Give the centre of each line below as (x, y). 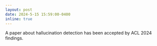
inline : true (19, 19)
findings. (14, 38)
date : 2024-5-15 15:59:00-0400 (38, 14)
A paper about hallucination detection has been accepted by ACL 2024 (78, 33)
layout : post (19, 10)
